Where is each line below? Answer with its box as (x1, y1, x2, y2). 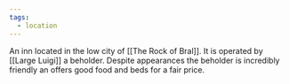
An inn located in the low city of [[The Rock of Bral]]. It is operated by (9, 45, 264, 56)
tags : (9, 12, 29, 22)
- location (17, 21, 58, 30)
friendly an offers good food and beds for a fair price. (9, 64, 205, 75)
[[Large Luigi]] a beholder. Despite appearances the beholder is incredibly (9, 55, 280, 65)
